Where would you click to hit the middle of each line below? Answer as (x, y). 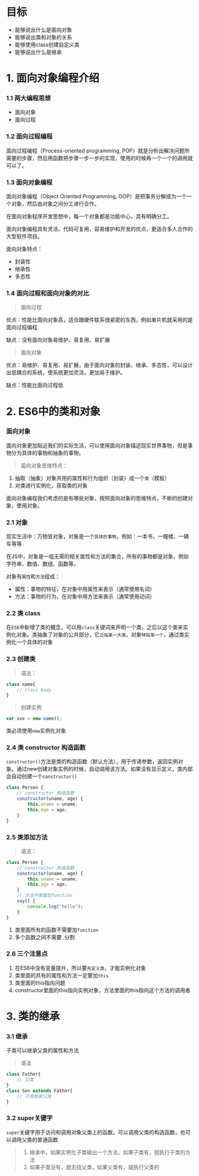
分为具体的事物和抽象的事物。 (47, 453)
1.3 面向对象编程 (29, 182)
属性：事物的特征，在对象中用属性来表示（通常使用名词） (85, 589)
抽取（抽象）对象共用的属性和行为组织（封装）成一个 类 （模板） (92, 478)
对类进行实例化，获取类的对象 (51, 485)
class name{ (21, 684)
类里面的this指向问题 (40, 983)
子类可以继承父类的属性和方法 (42, 1050)
